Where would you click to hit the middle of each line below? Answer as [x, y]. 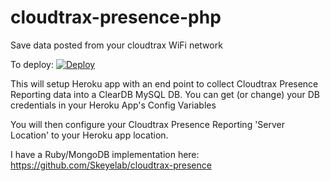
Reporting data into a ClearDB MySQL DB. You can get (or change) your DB [165, 94]
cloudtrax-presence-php [116, 17]
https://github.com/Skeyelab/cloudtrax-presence [111, 165]
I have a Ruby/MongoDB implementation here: [105, 154]
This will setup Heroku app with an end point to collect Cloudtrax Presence [164, 83]
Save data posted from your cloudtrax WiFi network [116, 45]
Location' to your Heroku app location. [89, 135]
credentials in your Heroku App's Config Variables [113, 105]
